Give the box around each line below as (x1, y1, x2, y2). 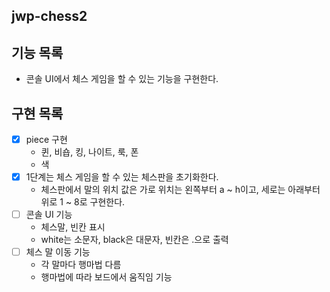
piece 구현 (25, 134, 68, 146)
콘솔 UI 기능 (25, 209, 73, 221)
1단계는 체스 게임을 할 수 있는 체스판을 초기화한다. (25, 171, 219, 183)
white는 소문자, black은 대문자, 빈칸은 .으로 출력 (40, 234, 229, 246)
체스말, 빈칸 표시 (40, 221, 106, 233)
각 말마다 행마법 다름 (40, 259, 122, 271)
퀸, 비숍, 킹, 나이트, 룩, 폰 (40, 146, 139, 158)
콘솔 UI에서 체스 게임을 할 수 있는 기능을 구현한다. (25, 73, 219, 85)
